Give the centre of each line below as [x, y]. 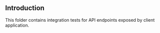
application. [17, 25]
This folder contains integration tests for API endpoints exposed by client [80, 20]
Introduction [25, 8]
